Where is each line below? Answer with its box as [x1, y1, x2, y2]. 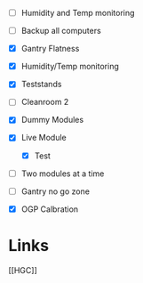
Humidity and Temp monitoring [20, 8, 135, 18]
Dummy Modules [20, 115, 84, 125]
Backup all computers [20, 26, 101, 36]
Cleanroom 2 [20, 97, 69, 108]
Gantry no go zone [20, 186, 91, 197]
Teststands [20, 79, 62, 90]
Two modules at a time [20, 168, 105, 179]
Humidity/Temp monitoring [20, 61, 119, 72]
